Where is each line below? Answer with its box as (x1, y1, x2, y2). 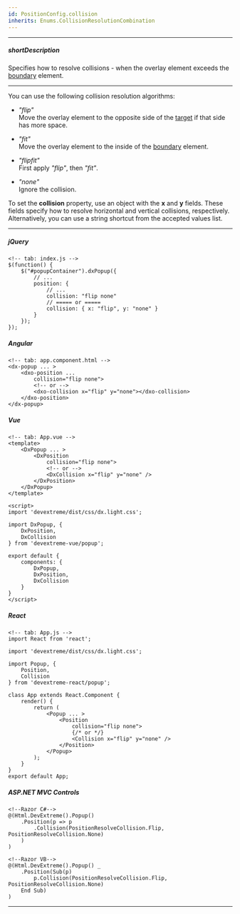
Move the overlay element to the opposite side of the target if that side (18, 114, 226, 122)
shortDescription (8, 46, 60, 54)
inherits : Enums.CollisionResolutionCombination (8, 17, 155, 24)
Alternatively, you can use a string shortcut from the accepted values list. (8, 214, 223, 223)
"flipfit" (18, 156, 40, 165)
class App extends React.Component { (8, 692, 120, 699)
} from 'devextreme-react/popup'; (8, 679, 111, 686)
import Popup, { (8, 661, 56, 668)
